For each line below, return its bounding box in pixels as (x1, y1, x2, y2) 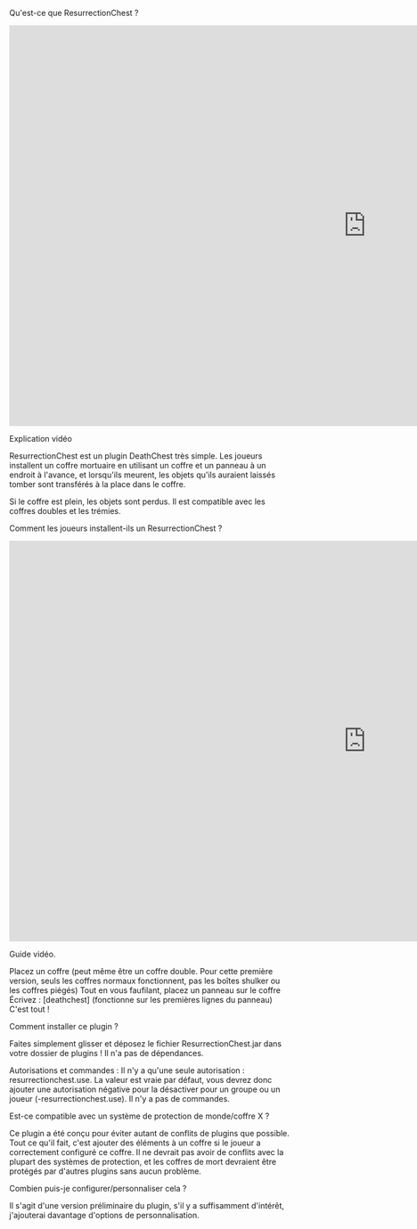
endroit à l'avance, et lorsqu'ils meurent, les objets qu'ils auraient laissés (9, 469, 276, 480)
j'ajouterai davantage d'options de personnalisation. (9, 1210, 200, 1220)
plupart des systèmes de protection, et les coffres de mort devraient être (9, 1157, 277, 1167)
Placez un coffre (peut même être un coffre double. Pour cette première (9, 966, 274, 976)
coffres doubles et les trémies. (9, 506, 122, 516)
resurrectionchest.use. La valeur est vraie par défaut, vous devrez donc (9, 1075, 273, 1085)
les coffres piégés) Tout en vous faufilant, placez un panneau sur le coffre (9, 985, 281, 996)
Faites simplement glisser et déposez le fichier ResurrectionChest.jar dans (9, 1038, 282, 1049)
